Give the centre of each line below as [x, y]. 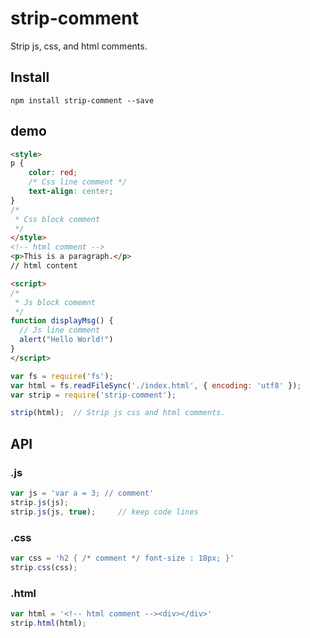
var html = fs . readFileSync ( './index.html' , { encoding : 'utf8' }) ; [156, 385]
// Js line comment [60, 330]
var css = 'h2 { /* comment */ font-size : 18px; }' [122, 558]
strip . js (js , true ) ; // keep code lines [104, 512]
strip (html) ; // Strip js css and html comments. [118, 413]
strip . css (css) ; [44, 567]
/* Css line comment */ [78, 182]
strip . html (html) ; [48, 623]
